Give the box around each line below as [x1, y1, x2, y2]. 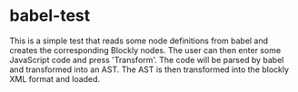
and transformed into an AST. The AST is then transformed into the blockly [9, 64, 289, 75]
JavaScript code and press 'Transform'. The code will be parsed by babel [9, 54, 284, 65]
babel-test [9, 5, 91, 26]
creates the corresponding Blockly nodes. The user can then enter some [9, 44, 282, 55]
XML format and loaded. [9, 73, 101, 84]
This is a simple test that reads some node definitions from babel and [9, 35, 269, 46]
